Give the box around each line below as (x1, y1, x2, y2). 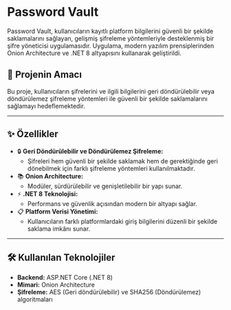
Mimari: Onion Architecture (16, 280, 95, 289)
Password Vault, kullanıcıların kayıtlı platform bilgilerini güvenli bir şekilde (7, 27, 214, 35)
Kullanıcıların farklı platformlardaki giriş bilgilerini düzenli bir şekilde (27, 217, 218, 225)
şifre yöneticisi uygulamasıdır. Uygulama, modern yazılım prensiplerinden (7, 41, 214, 50)
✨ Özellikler (7, 128, 58, 140)
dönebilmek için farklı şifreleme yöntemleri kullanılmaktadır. (27, 164, 195, 172)
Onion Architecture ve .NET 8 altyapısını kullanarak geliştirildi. (7, 49, 182, 57)
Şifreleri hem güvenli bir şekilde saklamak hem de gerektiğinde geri (27, 156, 219, 165)
